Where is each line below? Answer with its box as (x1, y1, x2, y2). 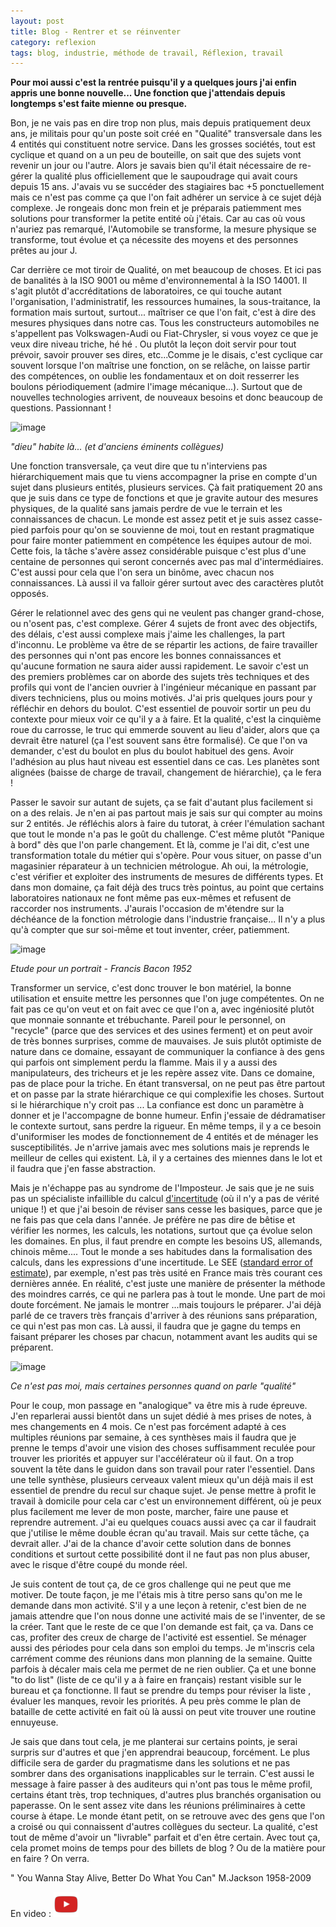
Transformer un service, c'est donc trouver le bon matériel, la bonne (10, 982, 292, 994)
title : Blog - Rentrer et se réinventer (10, 26, 182, 37)
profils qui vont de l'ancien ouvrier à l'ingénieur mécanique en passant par (10, 681, 317, 694)
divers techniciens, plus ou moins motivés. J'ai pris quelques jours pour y (10, 692, 313, 704)
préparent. (10, 1341, 54, 1354)
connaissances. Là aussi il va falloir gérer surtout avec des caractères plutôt (10, 577, 324, 589)
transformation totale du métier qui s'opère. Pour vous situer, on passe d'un (10, 850, 322, 862)
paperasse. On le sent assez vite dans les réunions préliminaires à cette (10, 1800, 306, 1812)
